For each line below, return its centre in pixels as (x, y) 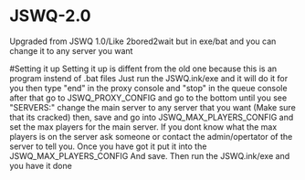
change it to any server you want (71, 50)
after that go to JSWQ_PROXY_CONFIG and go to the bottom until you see (148, 98)
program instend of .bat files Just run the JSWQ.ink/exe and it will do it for (149, 78)
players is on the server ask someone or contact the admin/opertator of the (151, 136)
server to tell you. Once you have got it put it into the (108, 146)
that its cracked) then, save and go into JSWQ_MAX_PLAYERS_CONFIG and (152, 117)
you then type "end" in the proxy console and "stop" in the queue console (148, 88)
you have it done (41, 165)
